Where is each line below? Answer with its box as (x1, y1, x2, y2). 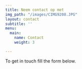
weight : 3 (14, 40, 35, 45)
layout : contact (5, 16, 39, 21)
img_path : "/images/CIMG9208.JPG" (5, 12, 78, 17)
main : (10, 30, 22, 35)
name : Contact (14, 35, 44, 40)
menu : (5, 26, 17, 31)
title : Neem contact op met (5, 7, 64, 12)
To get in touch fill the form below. (5, 58, 76, 64)
